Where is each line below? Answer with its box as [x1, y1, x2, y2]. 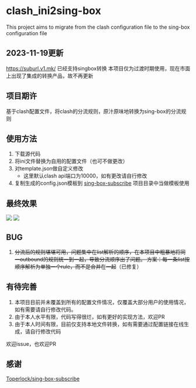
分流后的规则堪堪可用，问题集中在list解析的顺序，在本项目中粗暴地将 [14, 249, 181, 256]
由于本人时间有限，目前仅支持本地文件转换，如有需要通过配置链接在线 [14, 321, 184, 328]
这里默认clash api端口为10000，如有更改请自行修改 [23, 172, 147, 179]
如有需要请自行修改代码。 [14, 306, 77, 313]
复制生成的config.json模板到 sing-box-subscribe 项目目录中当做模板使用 [14, 180, 190, 187]
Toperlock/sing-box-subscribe [6, 375, 80, 382]
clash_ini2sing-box [6, 4, 101, 18]
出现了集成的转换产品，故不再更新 [11, 72, 94, 79]
